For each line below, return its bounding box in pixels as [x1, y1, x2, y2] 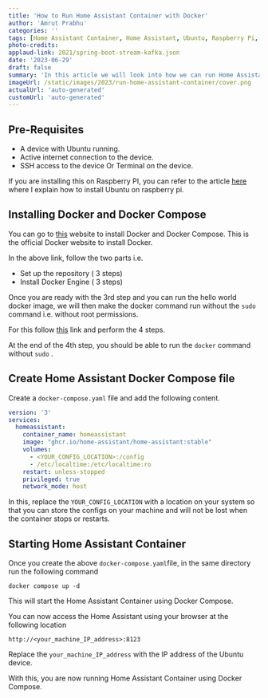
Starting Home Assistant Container [8, 537, 187, 550]
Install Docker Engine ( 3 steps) [19, 277, 124, 286]
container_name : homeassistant [22, 431, 127, 439]
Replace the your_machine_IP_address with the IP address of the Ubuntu [8, 649, 244, 659]
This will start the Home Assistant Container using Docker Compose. [8, 596, 234, 606]
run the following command [8, 567, 99, 577]
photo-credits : [8, 41, 59, 49]
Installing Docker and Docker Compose [8, 208, 207, 222]
